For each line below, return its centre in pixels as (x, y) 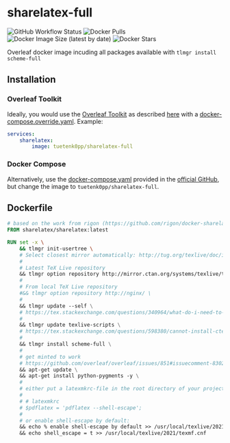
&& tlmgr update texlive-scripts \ (70, 325)
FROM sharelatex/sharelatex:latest (58, 230)
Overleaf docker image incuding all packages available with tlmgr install (112, 52)
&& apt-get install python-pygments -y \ (79, 376)
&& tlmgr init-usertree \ (56, 249)
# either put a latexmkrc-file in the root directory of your (110, 389)
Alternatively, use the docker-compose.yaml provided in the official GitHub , (113, 179)
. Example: (88, 121)
